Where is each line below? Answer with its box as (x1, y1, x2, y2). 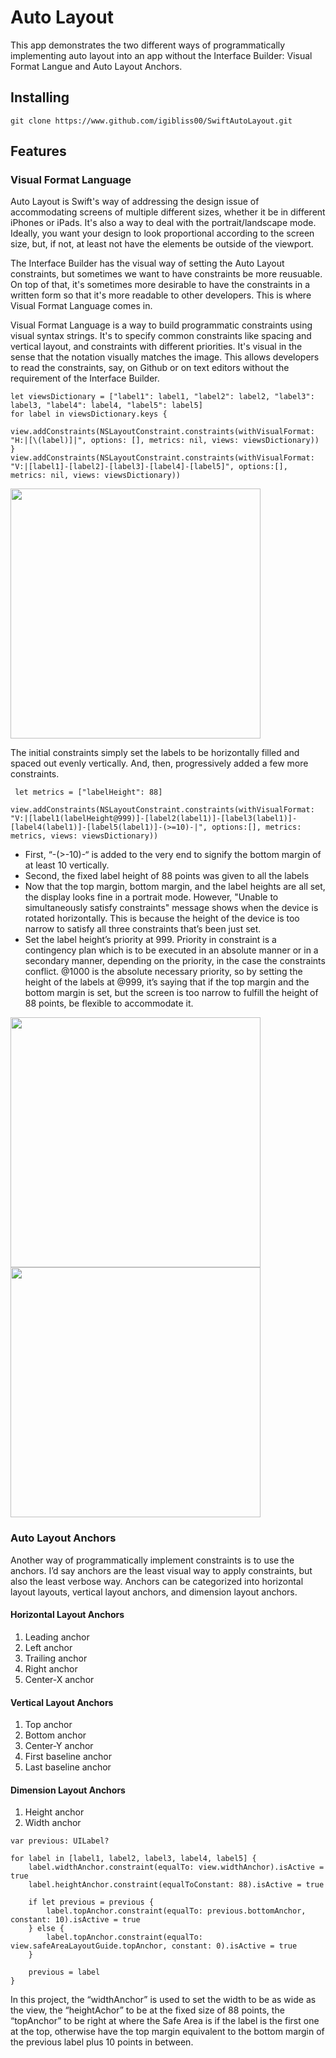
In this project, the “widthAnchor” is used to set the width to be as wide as (10, 1994, 317, 2006)
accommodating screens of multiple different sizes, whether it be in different (10, 206, 326, 218)
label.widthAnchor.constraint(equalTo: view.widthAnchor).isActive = (28, 1862, 325, 1873)
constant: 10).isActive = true (10, 1915, 141, 1925)
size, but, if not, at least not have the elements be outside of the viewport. (10, 238, 314, 250)
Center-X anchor (24, 1673, 95, 1685)
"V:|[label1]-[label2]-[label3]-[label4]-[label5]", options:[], (10, 462, 288, 472)
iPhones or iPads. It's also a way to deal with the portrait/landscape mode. (10, 217, 317, 229)
